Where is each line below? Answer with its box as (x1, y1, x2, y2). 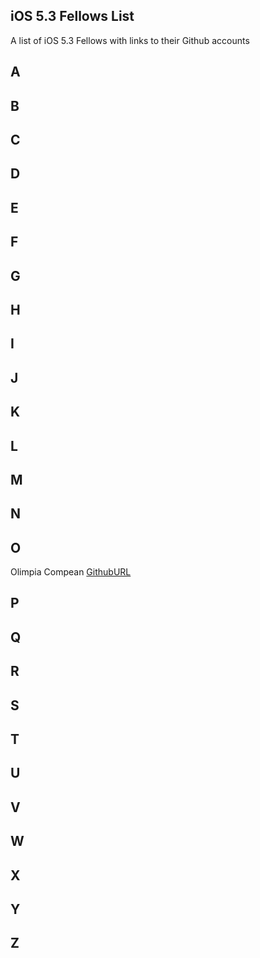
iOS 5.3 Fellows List (10, 8, 135, 25)
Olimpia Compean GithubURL (10, 566, 132, 578)
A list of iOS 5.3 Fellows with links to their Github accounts (10, 34, 250, 46)
